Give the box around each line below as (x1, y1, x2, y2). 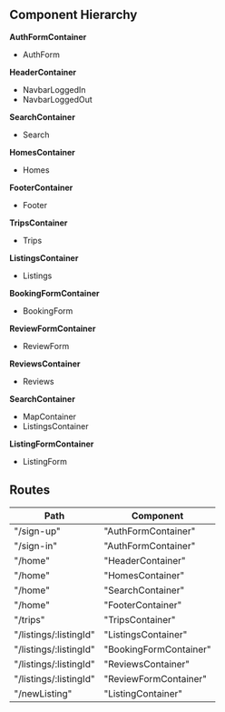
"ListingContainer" (103, 687, 183, 699)
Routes (9, 482, 51, 498)
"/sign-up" (14, 525, 61, 537)
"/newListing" (14, 687, 73, 699)
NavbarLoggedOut (22, 94, 93, 105)
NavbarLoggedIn (22, 84, 86, 95)
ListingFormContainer (9, 438, 94, 449)
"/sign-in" (14, 539, 57, 552)
